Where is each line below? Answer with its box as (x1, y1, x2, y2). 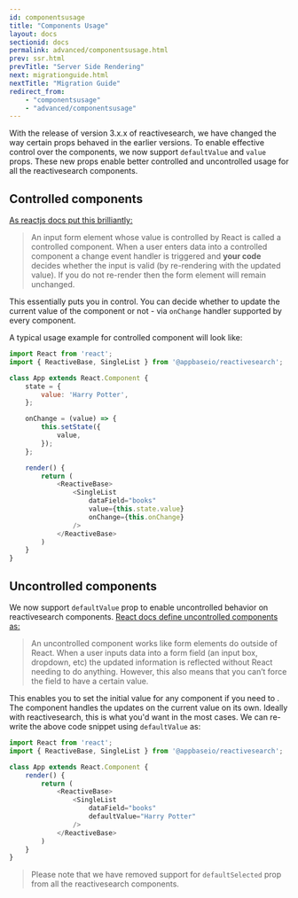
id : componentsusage (9, 12, 86, 22)
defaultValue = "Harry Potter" (88, 812, 197, 821)
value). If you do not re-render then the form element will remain (30, 269, 266, 280)
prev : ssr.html (9, 54, 66, 63)
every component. (9, 316, 76, 326)
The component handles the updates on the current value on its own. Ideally (9, 702, 288, 713)
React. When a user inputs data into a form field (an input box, (30, 648, 259, 658)
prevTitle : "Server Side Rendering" (9, 63, 145, 72)
